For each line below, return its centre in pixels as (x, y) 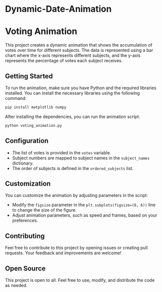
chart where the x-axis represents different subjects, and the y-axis (73, 55)
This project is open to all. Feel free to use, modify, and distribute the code (80, 280)
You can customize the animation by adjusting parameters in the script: (76, 195)
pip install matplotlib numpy (36, 107)
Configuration (27, 141)
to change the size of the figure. (44, 210)
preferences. (25, 220)
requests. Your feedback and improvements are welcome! (63, 253)
